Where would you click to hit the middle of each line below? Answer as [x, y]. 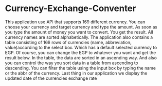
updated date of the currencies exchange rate [51, 78]
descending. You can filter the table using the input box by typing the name [81, 68]
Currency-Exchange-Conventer [71, 8]
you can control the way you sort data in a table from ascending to [72, 63]
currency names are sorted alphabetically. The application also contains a [79, 37]
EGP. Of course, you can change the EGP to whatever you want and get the [81, 52]
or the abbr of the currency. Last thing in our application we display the [76, 73]
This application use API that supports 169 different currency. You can [75, 22]
